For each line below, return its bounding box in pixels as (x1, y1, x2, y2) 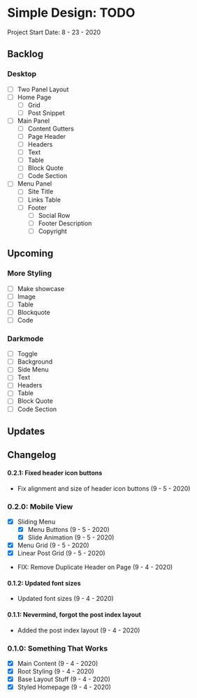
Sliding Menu (17, 517, 56, 526)
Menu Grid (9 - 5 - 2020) (17, 541, 89, 549)
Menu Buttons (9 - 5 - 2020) (27, 525, 110, 533)
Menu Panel (17, 179, 52, 188)
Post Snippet (27, 108, 65, 117)
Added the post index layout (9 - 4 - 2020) (17, 626, 140, 634)
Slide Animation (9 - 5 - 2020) (27, 533, 115, 542)
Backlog (7, 48, 44, 60)
